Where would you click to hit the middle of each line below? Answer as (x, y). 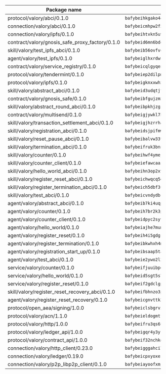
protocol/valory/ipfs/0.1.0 (38, 82)
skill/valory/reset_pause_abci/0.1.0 (48, 139)
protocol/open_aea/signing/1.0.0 (46, 308)
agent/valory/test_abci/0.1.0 (41, 260)
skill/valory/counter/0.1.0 (37, 155)
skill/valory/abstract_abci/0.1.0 (44, 90)
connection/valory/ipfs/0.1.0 (41, 34)
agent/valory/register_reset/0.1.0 (46, 236)
